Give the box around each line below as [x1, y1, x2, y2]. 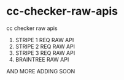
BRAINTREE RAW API [15, 56, 69, 63]
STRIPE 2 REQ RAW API [15, 43, 76, 50]
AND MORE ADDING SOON [6, 67, 76, 75]
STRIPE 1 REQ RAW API [15, 36, 74, 43]
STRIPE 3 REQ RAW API [15, 49, 76, 56]
